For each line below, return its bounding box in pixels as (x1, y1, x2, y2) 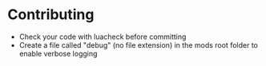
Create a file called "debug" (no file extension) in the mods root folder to (18, 40, 258, 49)
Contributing (7, 6, 95, 24)
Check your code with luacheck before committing (18, 32, 187, 41)
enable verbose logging (18, 49, 98, 58)
